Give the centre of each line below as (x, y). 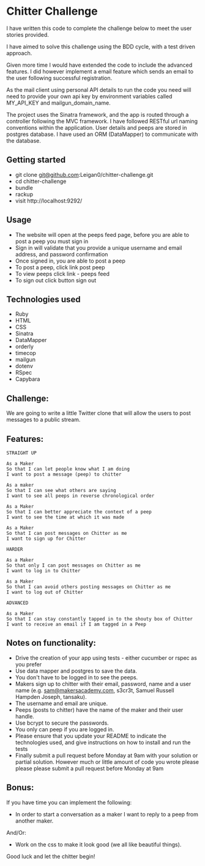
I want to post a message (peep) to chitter (64, 474)
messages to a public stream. (43, 420)
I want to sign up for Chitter (46, 539)
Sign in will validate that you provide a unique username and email (99, 248)
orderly (24, 346)
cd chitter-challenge (41, 181)
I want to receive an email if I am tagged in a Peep (76, 624)
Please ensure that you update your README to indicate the (91, 736)
